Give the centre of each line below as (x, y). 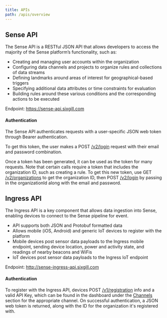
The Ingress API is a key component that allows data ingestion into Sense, (81, 210)
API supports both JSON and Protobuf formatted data (67, 225)
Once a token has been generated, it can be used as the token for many (79, 161)
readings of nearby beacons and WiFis (52, 252)
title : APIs (17, 10)
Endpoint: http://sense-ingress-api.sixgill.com (52, 267)
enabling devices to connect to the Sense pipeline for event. (67, 216)
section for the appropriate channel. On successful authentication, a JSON (82, 300)
